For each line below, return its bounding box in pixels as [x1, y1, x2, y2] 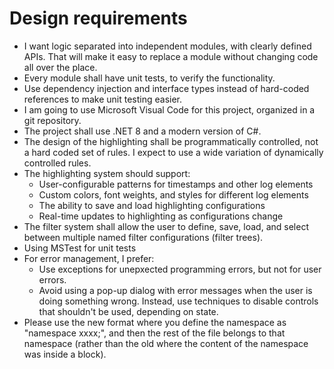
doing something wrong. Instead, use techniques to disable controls [38, 295, 319, 307]
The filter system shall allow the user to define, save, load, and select [23, 220, 309, 232]
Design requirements [9, 7, 188, 30]
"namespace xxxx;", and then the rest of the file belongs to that [23, 327, 286, 339]
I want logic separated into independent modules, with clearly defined [23, 40, 312, 52]
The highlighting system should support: [23, 167, 191, 179]
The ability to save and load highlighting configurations [38, 199, 266, 211]
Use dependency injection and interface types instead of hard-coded [23, 82, 310, 94]
